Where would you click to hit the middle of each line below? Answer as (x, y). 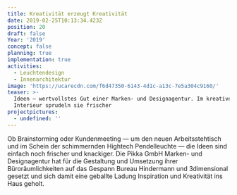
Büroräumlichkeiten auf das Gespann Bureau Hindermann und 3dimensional (118, 168)
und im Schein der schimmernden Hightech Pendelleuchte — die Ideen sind (117, 146)
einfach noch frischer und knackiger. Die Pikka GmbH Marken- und (105, 153)
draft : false (26, 33)
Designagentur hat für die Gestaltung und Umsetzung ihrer (93, 161)
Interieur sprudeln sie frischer (63, 106)
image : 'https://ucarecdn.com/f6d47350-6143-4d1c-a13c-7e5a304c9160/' (113, 86)
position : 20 (26, 27)
